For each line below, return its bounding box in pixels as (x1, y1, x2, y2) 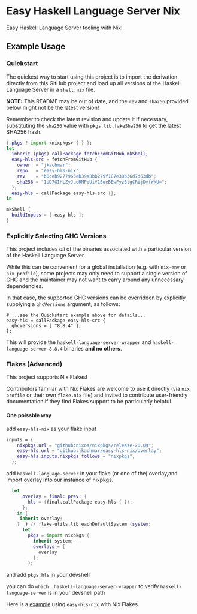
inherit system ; (32, 538, 74, 544)
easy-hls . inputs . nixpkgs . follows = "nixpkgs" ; (17, 453, 135, 460)
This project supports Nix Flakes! (6, 373, 88, 381)
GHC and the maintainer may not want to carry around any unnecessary (6, 276, 184, 283)
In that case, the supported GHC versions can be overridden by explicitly (6, 294, 186, 301)
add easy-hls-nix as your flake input (6, 425, 97, 432)
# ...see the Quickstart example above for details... (6, 312, 146, 319)
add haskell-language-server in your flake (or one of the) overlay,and (6, 470, 178, 477)
